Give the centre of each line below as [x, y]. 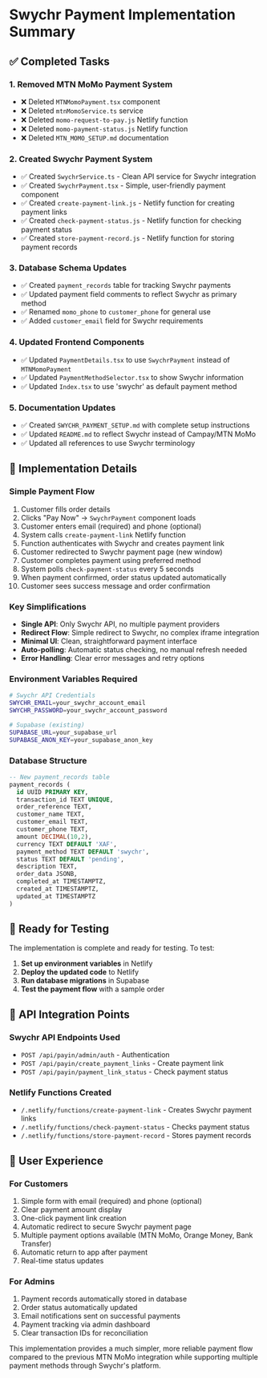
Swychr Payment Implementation [122, 15]
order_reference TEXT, [54, 807]
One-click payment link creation [73, 1218]
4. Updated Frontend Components [77, 342]
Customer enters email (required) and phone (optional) [111, 526]
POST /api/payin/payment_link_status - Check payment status [124, 1072]
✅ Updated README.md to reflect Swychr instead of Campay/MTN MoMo [138, 434]
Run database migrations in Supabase [85, 981]
